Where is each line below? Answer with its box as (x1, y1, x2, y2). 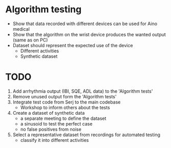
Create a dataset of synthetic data (12, 110, 85, 116)
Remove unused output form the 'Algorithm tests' (12, 93, 117, 99)
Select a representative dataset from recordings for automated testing (12, 132, 160, 138)
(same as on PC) (12, 37, 48, 43)
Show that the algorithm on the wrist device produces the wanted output (12, 31, 166, 37)
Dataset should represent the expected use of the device (12, 42, 133, 48)
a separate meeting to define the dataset (20, 115, 106, 121)
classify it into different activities (20, 137, 89, 143)
